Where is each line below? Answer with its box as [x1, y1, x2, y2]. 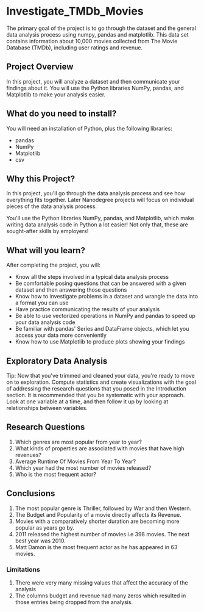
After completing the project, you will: [6, 261, 100, 269]
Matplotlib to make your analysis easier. [6, 90, 106, 98]
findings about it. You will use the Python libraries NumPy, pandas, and [6, 84, 184, 92]
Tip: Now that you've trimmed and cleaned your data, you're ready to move [6, 372, 195, 379]
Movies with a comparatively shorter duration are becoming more [15, 517, 180, 525]
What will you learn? [6, 245, 85, 256]
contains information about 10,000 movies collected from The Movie [6, 37, 178, 45]
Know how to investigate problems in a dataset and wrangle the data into [15, 293, 199, 300]
